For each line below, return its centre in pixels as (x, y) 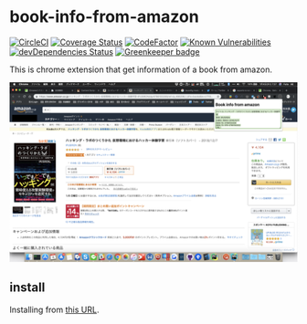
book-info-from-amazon (104, 17)
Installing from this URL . (54, 309)
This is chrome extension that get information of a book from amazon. (141, 69)
